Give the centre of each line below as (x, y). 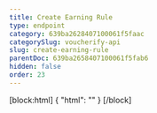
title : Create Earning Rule (61, 17)
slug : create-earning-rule (59, 50)
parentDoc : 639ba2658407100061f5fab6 (79, 58)
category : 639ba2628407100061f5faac (77, 34)
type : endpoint (37, 26)
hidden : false (35, 67)
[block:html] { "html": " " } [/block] (71, 100)
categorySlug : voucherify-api (65, 42)
